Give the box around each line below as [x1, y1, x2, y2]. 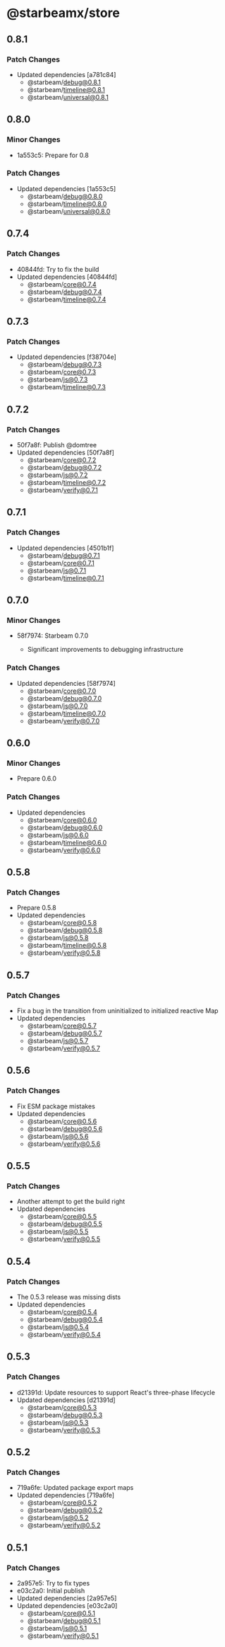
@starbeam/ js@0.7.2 [27, 471, 88, 479]
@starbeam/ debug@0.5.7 [27, 1028, 103, 1038]
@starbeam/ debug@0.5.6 [27, 1124, 103, 1133]
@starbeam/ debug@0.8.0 [27, 192, 103, 200]
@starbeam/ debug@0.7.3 [27, 360, 102, 369]
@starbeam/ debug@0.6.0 [27, 823, 103, 832]
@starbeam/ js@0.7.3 [27, 375, 88, 384]
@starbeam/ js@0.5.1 [27, 1624, 87, 1633]
